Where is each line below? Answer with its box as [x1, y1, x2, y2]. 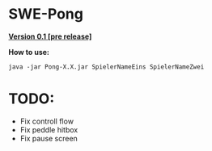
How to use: [8, 47, 50, 57]
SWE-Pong [8, 5, 83, 23]
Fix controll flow [19, 116, 74, 126]
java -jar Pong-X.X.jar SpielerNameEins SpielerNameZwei [8, 62, 205, 71]
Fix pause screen [19, 133, 78, 143]
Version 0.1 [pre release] [8, 31, 92, 41]
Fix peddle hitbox [19, 124, 78, 134]
